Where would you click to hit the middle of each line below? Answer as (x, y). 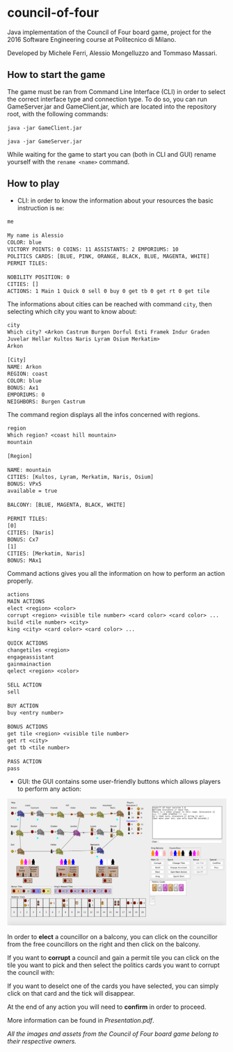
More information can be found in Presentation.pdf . (81, 1021)
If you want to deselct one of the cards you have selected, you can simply (113, 986)
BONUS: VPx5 (24, 484)
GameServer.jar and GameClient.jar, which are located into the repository (112, 107)
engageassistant (31, 657)
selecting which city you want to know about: (72, 311)
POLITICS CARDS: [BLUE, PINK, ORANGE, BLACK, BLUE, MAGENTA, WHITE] (109, 256)
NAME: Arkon (24, 367)
